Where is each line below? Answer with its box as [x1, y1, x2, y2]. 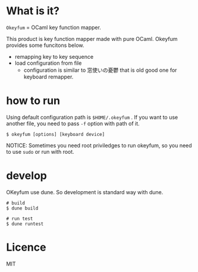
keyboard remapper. [23, 73, 74, 80]
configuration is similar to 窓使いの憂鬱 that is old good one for [23, 67, 177, 74]
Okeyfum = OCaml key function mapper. [6, 24, 101, 31]
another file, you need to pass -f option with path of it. [6, 120, 140, 127]
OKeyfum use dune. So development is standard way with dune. [6, 188, 164, 195]
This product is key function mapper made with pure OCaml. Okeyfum [6, 35, 178, 42]
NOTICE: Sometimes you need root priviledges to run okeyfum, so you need [6, 141, 192, 149]
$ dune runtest [6, 221, 44, 227]
